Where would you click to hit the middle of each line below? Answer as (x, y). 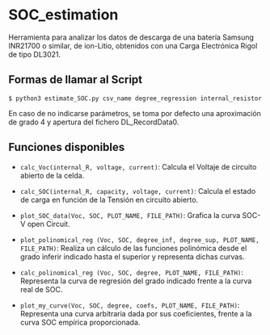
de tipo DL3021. (35, 54)
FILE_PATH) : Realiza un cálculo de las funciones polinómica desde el (133, 248)
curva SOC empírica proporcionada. (80, 322)
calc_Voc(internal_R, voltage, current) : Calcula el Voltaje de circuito (138, 166)
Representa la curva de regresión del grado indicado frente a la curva (136, 281)
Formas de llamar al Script (76, 80)
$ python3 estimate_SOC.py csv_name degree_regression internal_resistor (135, 98)
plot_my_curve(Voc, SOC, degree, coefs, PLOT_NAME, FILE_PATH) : (130, 305)
